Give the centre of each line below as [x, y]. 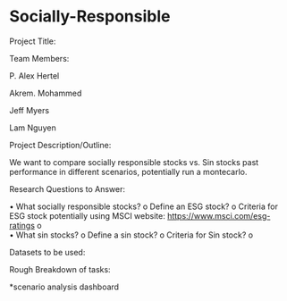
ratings [22, 225]
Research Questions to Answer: [68, 188]
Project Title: [33, 41]
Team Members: [39, 58]
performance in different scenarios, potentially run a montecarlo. [128, 171]
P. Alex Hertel [34, 75]
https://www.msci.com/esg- [219, 215]
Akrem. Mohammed [46, 93]
